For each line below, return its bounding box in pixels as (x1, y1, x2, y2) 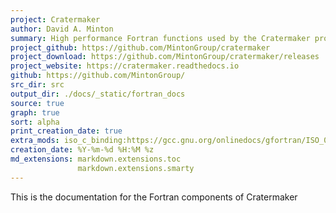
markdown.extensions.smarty (77, 163, 195, 173)
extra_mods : (10, 136, 60, 146)
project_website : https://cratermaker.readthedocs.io (10, 61, 240, 71)
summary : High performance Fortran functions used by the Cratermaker (10, 33, 311, 43)
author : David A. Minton (10, 24, 114, 34)
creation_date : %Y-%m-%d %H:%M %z (10, 145, 155, 155)
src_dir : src (10, 80, 65, 90)
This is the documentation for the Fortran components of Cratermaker (10, 191, 298, 203)
